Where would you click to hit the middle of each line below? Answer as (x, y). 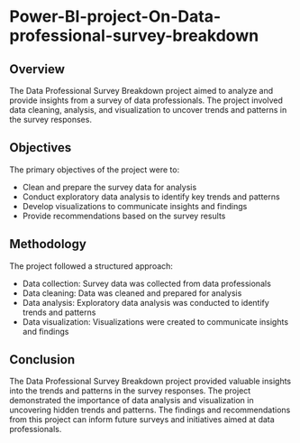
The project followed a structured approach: (91, 266)
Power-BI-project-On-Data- (115, 17)
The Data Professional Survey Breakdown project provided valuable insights (150, 382)
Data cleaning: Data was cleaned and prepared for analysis (132, 293)
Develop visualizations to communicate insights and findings (135, 206)
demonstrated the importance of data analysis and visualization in (132, 401)
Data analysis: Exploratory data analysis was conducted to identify (146, 302)
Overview (37, 69)
